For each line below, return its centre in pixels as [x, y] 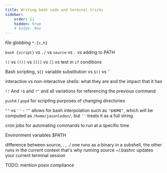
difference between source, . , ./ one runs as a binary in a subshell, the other [83, 145]
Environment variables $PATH [36, 135]
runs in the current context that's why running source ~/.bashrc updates [79, 150]
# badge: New [28, 28]
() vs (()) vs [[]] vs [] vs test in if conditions [54, 62]
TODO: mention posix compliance [40, 165]
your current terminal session [35, 155]
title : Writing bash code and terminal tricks [54, 10]
